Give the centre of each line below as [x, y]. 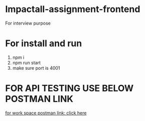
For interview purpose [28, 23]
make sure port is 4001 [36, 68]
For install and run [44, 43]
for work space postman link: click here [46, 113]
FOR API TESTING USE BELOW [69, 88]
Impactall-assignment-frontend [73, 9]
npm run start [27, 63]
